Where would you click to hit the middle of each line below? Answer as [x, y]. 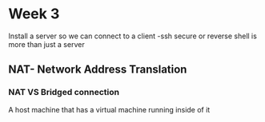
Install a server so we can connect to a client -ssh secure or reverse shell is [133, 36]
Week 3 [34, 14]
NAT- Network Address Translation [98, 70]
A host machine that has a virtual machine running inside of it [109, 109]
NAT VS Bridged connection [64, 92]
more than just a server [47, 44]
